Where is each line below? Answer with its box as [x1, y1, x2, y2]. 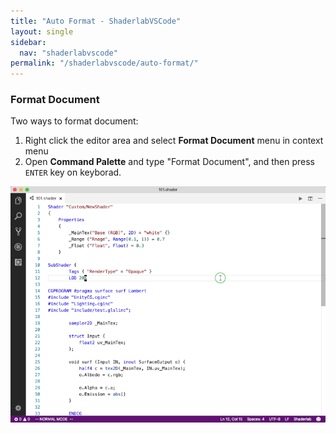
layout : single [10, 26, 74, 37]
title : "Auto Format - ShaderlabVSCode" [10, 16, 182, 26]
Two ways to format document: [10, 115, 139, 127]
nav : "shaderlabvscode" [19, 48, 118, 58]
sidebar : [10, 37, 47, 47]
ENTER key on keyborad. [24, 166, 122, 179]
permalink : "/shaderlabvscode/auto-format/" [10, 58, 199, 69]
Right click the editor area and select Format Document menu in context [24, 135, 324, 147]
